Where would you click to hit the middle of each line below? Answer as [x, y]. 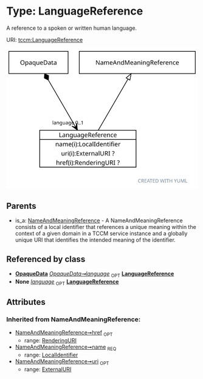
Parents [21, 206]
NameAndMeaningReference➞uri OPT [62, 362]
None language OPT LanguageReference [67, 282]
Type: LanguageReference [75, 11]
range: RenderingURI [50, 341]
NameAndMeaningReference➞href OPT [64, 333]
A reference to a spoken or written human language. [72, 28]
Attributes [26, 302]
